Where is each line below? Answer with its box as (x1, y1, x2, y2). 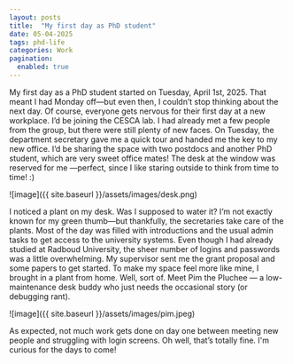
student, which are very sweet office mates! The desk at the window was (9, 153, 276, 163)
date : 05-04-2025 (9, 29, 73, 38)
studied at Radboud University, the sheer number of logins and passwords (9, 243, 281, 254)
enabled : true (17, 63, 69, 72)
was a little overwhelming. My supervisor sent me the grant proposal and (9, 253, 275, 264)
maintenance (9, 281, 57, 292)
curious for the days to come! (9, 344, 117, 355)
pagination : (9, 54, 53, 63)
